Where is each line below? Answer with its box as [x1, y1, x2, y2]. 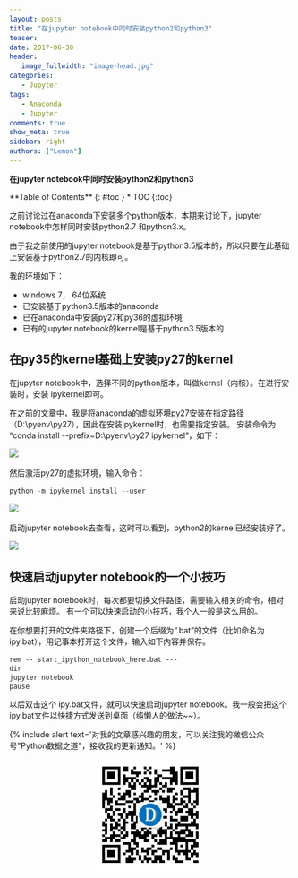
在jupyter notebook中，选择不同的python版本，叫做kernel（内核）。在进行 [9, 377, 282, 388]
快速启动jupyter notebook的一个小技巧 [9, 569, 226, 584]
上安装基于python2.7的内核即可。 [9, 251, 133, 262]
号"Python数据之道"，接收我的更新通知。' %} [9, 740, 176, 752]
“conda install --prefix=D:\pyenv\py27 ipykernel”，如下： [9, 430, 221, 441]
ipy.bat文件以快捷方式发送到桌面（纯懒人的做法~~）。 [9, 710, 206, 721]
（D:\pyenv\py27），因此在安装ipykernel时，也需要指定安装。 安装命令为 [9, 418, 277, 429]
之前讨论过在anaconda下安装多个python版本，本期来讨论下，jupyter [9, 210, 262, 220]
